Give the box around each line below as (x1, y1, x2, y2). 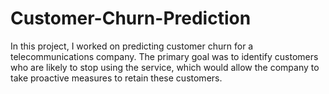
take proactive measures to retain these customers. (10, 72, 223, 84)
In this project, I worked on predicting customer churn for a (10, 40, 254, 52)
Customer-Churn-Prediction (10, 7, 252, 30)
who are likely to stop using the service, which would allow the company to (10, 61, 320, 73)
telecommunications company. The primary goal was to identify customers (10, 50, 319, 62)
